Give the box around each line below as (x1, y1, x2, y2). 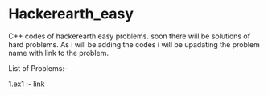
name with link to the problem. (8, 48, 109, 57)
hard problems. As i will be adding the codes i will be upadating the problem (8, 39, 260, 49)
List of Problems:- (8, 63, 68, 73)
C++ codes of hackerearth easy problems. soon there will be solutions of (8, 31, 251, 41)
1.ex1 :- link (8, 79, 45, 89)
